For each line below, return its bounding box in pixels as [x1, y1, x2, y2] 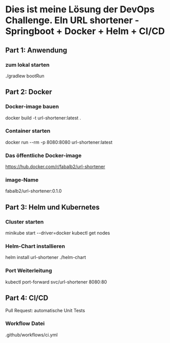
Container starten [5, 127, 51, 134]
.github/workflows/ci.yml [5, 332, 58, 338]
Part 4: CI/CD [5, 294, 49, 302]
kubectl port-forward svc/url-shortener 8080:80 [5, 278, 108, 285]
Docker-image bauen [5, 103, 59, 110]
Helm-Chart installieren [5, 243, 66, 250]
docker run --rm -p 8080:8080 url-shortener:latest [5, 139, 113, 145]
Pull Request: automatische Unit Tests [5, 307, 86, 313]
